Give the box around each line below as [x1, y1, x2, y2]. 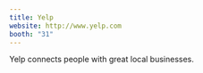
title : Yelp [9, 12, 54, 22]
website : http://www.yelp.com [9, 21, 123, 30]
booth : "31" [9, 29, 54, 38]
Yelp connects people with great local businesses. [9, 54, 195, 65]
